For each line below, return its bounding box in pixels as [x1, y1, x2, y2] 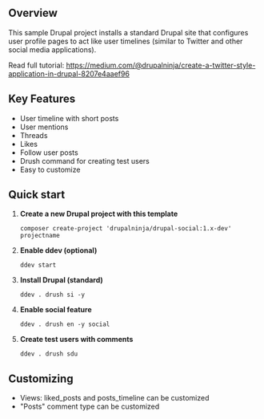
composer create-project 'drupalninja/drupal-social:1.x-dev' [19, 225, 232, 233]
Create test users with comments [19, 335, 134, 344]
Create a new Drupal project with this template [19, 209, 178, 219]
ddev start [19, 261, 57, 270]
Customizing [8, 372, 74, 385]
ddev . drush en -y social [19, 320, 110, 328]
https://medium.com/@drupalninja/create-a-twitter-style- [66, 60, 256, 70]
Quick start [8, 188, 66, 201]
